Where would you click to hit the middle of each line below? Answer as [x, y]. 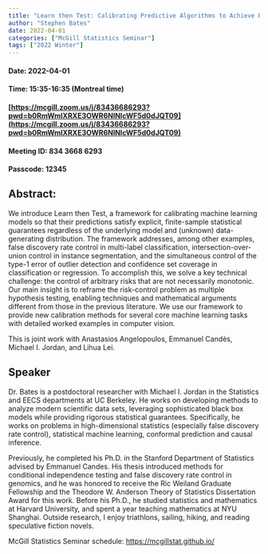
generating [26, 238]
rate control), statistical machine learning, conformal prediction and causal [130, 434]
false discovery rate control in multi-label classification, [99, 247]
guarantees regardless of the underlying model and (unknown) [111, 230]
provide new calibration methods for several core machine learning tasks [128, 315]
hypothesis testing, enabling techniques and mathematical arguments [122, 298]
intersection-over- [221, 247]
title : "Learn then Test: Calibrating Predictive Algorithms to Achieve [132, 16]
